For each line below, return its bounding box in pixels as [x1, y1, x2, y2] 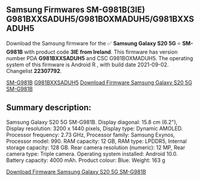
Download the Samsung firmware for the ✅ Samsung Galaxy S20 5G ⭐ [6, 39, 181, 47]
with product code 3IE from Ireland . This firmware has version [23, 48, 178, 56]
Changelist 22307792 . [6, 67, 62, 74]
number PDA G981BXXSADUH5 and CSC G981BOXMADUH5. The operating [6, 54, 193, 62]
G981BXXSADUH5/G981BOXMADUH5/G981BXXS [6, 14, 195, 24]
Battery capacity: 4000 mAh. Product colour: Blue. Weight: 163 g [6, 157, 165, 164]
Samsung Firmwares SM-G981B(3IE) [6, 5, 145, 15]
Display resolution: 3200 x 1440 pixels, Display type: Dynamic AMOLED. [6, 125, 183, 132]
